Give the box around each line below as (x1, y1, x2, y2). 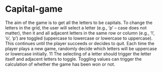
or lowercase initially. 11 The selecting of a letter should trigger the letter (5, 50, 152, 57)
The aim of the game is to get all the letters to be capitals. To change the (5, 20, 153, 25)
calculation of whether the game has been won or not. (5, 61, 116, 67)
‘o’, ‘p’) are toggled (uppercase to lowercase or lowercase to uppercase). (5, 35, 153, 41)
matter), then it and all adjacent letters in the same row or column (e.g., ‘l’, (5, 30, 155, 36)
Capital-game (5, 3, 63, 15)
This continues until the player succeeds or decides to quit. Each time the (5, 40, 155, 46)
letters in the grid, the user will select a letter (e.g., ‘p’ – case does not (5, 24, 147, 30)
